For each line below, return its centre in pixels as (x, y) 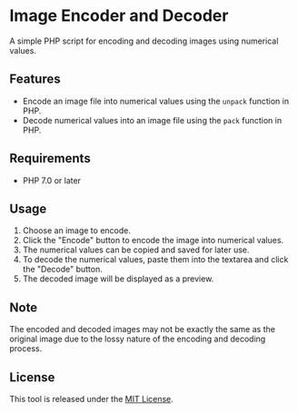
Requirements (50, 158)
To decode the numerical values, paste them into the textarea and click (155, 260)
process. (26, 349)
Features (35, 79)
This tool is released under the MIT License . (92, 399)
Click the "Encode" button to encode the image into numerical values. (153, 241)
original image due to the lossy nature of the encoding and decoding (138, 339)
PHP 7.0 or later (52, 180)
